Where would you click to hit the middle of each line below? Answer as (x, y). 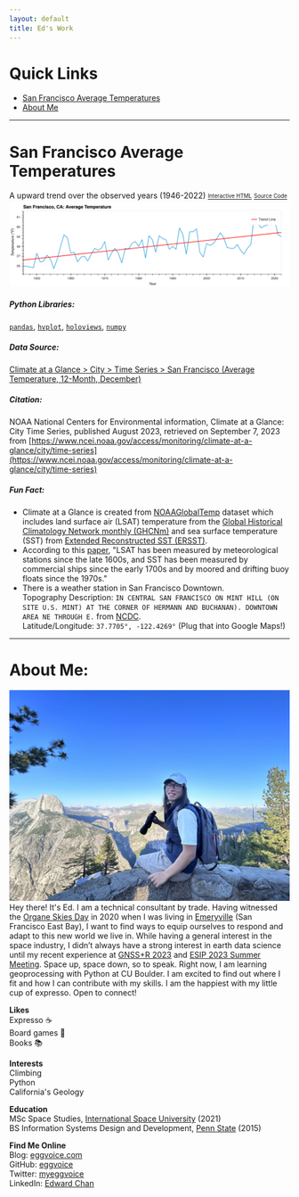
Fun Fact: (27, 490)
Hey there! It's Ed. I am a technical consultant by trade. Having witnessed (143, 908)
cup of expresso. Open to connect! (73, 993)
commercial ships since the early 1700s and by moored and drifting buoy (155, 569)
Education (28, 1110)
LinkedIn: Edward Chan (52, 1184)
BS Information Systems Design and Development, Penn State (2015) (135, 1128)
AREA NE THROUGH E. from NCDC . (81, 616)
